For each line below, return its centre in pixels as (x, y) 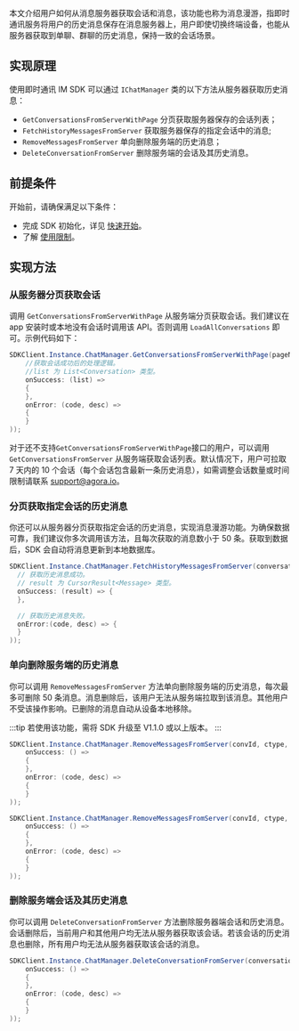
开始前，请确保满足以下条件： (64, 207)
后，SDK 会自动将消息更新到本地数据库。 (85, 549)
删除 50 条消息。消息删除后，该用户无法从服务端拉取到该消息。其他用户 (157, 697)
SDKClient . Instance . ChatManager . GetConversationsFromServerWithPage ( (141, 355)
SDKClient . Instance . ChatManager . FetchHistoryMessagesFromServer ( (133, 567)
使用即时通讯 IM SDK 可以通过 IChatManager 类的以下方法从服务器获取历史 (145, 89)
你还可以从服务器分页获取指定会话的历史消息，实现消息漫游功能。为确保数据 (149, 527)
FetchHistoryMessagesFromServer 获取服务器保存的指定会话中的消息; (146, 130)
